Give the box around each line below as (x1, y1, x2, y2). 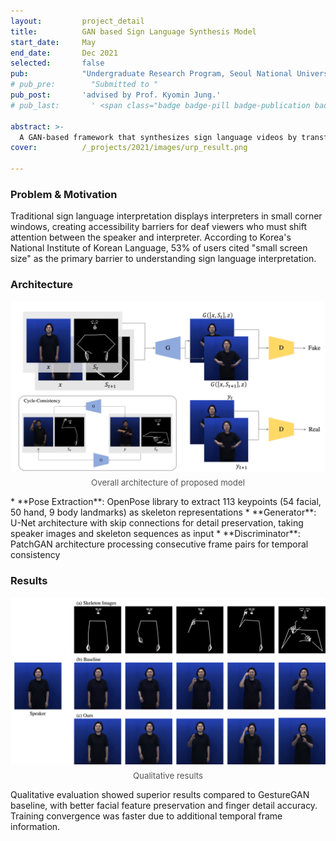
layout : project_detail (10, 16, 145, 26)
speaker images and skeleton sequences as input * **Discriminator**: (10, 528, 301, 540)
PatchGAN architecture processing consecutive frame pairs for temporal (10, 538, 309, 550)
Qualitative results (132, 770, 204, 781)
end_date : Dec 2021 (10, 48, 118, 58)
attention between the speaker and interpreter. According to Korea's (10, 231, 292, 244)
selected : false (10, 58, 105, 69)
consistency (10, 549, 61, 561)
